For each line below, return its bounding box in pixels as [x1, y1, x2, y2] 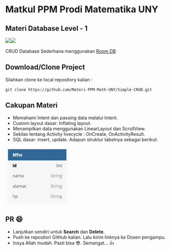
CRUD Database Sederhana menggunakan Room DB [5, 48, 116, 54]
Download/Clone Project [5, 63, 86, 72]
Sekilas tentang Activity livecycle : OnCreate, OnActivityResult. [12, 131, 145, 137]
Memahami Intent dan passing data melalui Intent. [12, 114, 118, 121]
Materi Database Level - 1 [5, 24, 88, 33]
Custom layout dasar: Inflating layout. [12, 120, 92, 126]
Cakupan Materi [5, 101, 58, 110]
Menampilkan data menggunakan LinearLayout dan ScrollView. [12, 126, 146, 132]
